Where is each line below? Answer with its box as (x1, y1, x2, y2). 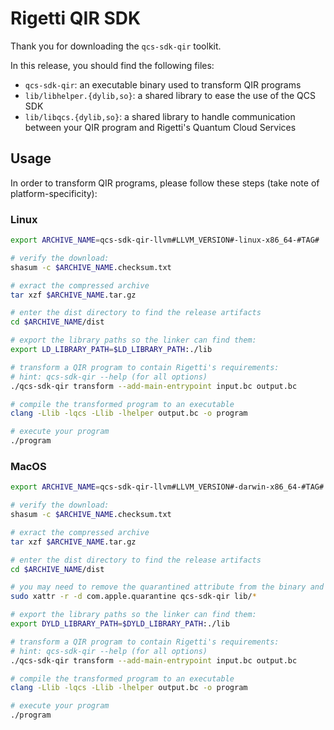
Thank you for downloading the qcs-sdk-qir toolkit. (10, 40, 222, 52)
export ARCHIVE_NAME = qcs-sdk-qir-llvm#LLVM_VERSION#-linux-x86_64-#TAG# (10, 235, 320, 246)
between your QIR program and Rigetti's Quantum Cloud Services (24, 121, 297, 133)
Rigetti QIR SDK (10, 7, 142, 30)
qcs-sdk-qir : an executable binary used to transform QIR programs (24, 78, 302, 91)
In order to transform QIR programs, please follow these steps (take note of (10, 177, 320, 189)
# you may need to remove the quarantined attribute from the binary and (10, 582, 325, 592)
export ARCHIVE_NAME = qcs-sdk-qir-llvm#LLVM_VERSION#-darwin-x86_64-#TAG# (10, 482, 325, 492)
